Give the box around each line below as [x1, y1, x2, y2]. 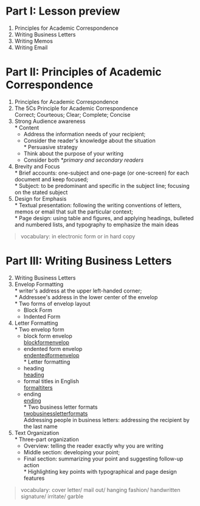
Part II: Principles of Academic [5, 65, 162, 79]
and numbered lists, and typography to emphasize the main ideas [14, 221, 179, 228]
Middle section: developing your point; [23, 448, 120, 456]
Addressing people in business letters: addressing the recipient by [23, 416, 190, 423]
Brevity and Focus [14, 162, 60, 170]
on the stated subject [14, 189, 68, 196]
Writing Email [14, 44, 48, 51]
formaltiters [23, 384, 53, 391]
